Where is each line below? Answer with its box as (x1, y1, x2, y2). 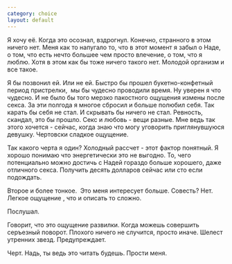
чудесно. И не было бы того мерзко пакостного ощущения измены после (7, 93, 225, 101)
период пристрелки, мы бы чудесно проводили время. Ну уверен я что (7, 86, 222, 94)
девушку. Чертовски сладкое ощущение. (7, 130, 129, 139)
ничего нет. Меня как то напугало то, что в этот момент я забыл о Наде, (7, 43, 222, 51)
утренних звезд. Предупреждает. (7, 235, 107, 243)
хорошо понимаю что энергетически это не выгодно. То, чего (7, 150, 192, 159)
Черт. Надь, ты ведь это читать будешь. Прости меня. (7, 249, 168, 257)
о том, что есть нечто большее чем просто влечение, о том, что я (7, 50, 203, 59)
